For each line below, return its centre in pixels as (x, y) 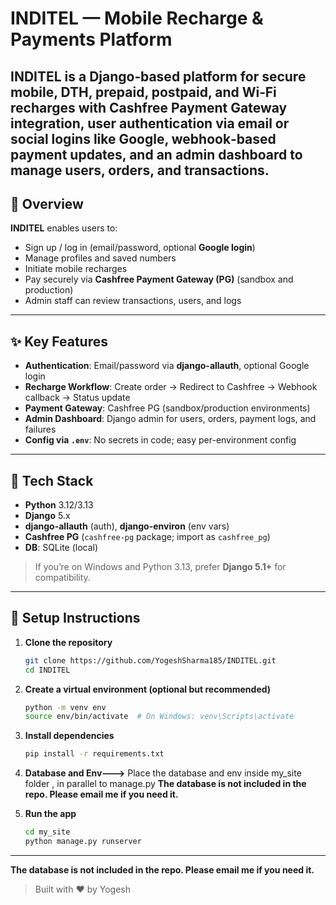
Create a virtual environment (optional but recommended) (148, 689)
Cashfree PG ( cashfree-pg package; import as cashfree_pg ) (147, 537)
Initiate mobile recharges (76, 269)
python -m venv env (65, 707)
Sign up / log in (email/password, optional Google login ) (140, 248)
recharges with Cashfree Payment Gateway (149, 107)
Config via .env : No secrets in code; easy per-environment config (160, 440)
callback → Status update (77, 398)
